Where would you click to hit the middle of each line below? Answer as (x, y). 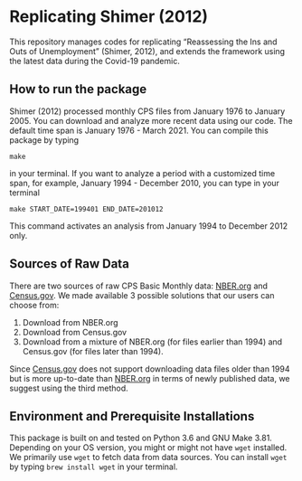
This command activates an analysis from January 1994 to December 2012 (148, 226)
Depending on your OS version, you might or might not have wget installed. (148, 448)
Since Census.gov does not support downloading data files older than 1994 (150, 369)
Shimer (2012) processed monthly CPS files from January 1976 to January (147, 111)
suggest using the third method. (69, 388)
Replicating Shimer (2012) (109, 17)
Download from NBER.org (71, 322)
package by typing (44, 140)
